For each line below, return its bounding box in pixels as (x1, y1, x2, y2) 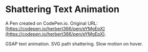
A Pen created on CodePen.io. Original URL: (5, 20, 98, 26)
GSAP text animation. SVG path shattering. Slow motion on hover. (5, 40, 143, 46)
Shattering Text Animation (5, 4, 119, 15)
